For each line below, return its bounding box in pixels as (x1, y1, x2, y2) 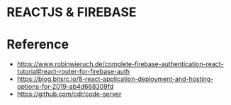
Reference (6, 37, 69, 53)
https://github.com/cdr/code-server (16, 89, 122, 99)
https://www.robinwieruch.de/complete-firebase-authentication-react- (16, 60, 224, 68)
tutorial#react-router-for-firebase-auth (16, 68, 130, 76)
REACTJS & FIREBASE (6, 4, 137, 20)
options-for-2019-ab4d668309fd (16, 82, 114, 91)
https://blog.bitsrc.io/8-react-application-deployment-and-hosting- (16, 75, 214, 83)
